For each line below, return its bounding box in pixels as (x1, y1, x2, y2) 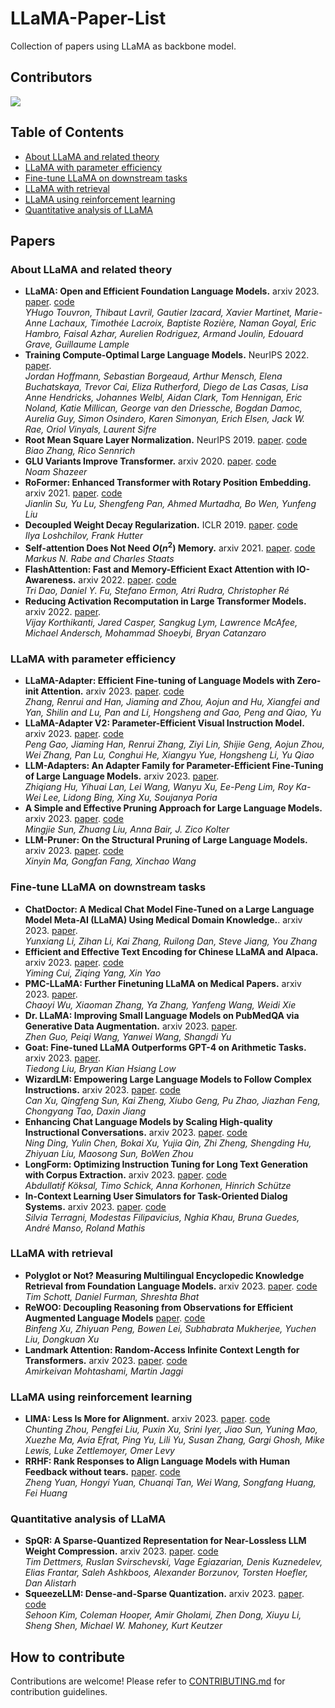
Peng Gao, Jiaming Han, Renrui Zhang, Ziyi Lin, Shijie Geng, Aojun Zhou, (24, 738, 325, 751)
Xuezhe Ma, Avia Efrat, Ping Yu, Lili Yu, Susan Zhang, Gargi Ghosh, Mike (24, 1434, 325, 1446)
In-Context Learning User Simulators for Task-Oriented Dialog (24, 1190, 288, 1202)
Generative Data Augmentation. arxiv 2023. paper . (24, 1020, 238, 1032)
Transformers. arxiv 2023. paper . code (24, 1354, 188, 1366)
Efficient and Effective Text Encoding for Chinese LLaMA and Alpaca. (24, 945, 319, 957)
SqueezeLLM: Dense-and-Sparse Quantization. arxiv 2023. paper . (24, 1588, 305, 1600)
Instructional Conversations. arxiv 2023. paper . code (24, 1126, 248, 1138)
